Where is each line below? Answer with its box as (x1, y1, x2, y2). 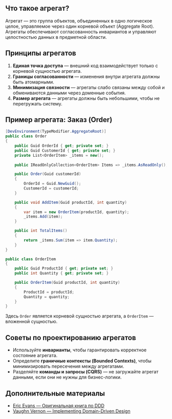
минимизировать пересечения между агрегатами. (12, 363, 124, 369)
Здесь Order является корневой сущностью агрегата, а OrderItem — (5, 313, 154, 319)
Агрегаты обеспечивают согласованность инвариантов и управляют (5, 28, 157, 35)
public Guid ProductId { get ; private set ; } (14, 266, 114, 271)
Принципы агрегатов (5, 49, 76, 58)
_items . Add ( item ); (24, 214, 63, 219)
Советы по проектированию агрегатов (5, 333, 137, 342)
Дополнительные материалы (5, 389, 105, 397)
